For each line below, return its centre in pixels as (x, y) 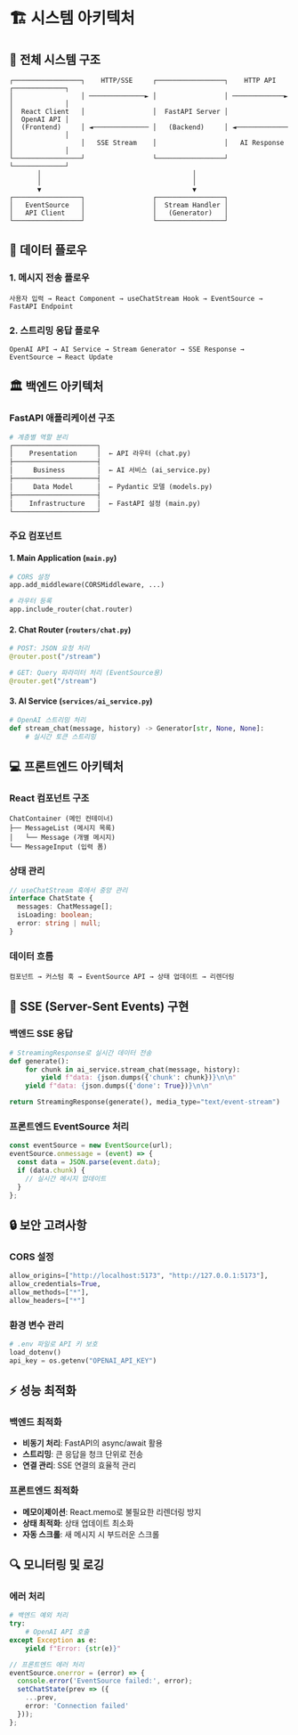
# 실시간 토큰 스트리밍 (60, 737)
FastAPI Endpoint (41, 306)
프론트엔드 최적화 (44, 1491)
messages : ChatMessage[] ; (65, 907)
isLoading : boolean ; (55, 915)
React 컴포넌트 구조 (49, 798)
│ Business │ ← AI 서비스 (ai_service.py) (110, 470)
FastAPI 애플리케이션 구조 (62, 418)
